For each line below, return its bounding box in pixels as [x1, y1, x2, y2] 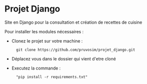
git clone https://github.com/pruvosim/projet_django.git [16, 47, 135, 52]
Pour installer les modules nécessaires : [4, 28, 84, 34]
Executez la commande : [11, 65, 61, 71]
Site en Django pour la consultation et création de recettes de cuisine [4, 19, 143, 25]
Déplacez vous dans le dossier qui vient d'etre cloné [11, 56, 117, 61]
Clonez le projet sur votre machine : [11, 38, 83, 44]
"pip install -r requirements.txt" [16, 74, 88, 79]
